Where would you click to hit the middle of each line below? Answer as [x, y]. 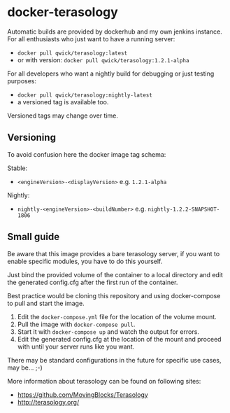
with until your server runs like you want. [76, 346]
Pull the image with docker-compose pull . [76, 324]
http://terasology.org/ [48, 402]
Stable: [17, 168]
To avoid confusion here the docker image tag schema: [87, 154]
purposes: [22, 80]
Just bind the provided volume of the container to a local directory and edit [115, 274]
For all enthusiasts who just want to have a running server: [91, 38]
